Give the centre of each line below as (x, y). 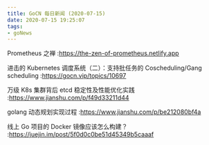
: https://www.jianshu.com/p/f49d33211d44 (68, 98)
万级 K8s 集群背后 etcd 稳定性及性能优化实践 (71, 90)
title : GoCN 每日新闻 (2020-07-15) (56, 13)
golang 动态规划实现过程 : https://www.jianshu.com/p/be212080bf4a (104, 112)
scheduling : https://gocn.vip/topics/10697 (67, 76)
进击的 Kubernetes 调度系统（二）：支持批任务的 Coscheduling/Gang (104, 68)
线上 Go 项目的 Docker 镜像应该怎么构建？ (67, 127)
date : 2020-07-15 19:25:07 (46, 20)
